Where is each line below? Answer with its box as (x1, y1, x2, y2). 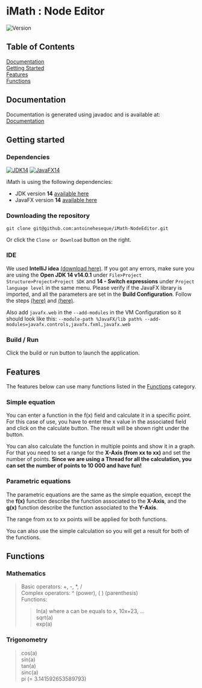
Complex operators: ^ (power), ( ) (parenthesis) (21, 589, 139, 597)
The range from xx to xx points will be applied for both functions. (6, 516, 168, 523)
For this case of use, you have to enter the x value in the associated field (6, 418, 187, 425)
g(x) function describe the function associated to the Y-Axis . (6, 503, 158, 511)
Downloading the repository (6, 212, 90, 220)
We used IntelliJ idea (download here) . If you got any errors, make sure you (6, 264, 195, 272)
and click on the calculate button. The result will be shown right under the (6, 425, 189, 432)
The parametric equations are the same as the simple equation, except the (6, 491, 191, 498)
